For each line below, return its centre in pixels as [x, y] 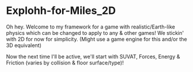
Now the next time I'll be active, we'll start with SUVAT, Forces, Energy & [93, 56]
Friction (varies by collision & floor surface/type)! [65, 63]
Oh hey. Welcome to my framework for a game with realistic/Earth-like [91, 27]
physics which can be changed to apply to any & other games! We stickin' [95, 33]
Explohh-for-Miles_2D [61, 11]
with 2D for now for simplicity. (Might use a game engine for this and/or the [96, 39]
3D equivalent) [24, 45]
